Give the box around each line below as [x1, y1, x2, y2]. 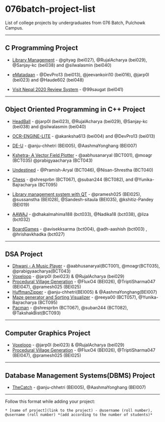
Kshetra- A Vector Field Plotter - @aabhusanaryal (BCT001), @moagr [12, 152, 152, 158]
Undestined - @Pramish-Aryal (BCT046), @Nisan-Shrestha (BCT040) [12, 167, 154, 173]
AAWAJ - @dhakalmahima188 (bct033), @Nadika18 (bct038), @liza [12, 211, 149, 217]
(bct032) [12, 216, 30, 222]
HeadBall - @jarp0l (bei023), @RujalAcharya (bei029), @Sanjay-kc [12, 118, 148, 124]
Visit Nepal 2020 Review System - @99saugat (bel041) [12, 86, 124, 92]
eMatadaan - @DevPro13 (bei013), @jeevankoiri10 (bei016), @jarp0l [12, 71, 149, 77]
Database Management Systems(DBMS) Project [5, 371, 155, 380]
